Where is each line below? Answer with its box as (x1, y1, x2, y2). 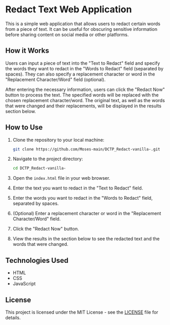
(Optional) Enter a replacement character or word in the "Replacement (12, 211, 161, 217)
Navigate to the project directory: (12, 156, 83, 162)
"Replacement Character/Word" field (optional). (5, 76, 106, 83)
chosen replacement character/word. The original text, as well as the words (5, 97, 165, 103)
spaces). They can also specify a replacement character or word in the (5, 71, 155, 77)
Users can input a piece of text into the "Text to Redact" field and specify (5, 60, 160, 66)
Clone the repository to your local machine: (12, 137, 104, 143)
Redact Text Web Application (5, 4, 132, 15)
